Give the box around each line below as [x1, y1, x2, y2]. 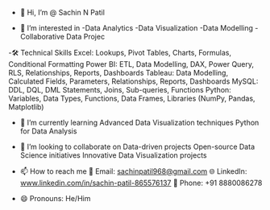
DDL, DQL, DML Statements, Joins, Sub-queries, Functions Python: [8, 85, 231, 94]
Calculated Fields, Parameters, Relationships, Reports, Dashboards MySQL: [8, 76, 259, 86]
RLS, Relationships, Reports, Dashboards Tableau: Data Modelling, [8, 68, 228, 77]
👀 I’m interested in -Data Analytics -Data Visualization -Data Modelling [19, 23, 254, 32]
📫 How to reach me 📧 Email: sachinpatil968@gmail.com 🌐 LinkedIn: [19, 167, 247, 176]
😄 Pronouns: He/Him [19, 194, 91, 203]
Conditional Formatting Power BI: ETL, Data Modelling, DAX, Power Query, [8, 60, 255, 68]
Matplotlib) [8, 102, 44, 112]
